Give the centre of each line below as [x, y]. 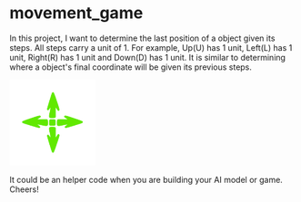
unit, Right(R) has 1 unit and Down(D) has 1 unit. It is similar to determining [148, 57]
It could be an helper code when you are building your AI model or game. [146, 180]
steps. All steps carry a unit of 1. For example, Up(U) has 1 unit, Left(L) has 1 [151, 47]
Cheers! [24, 189]
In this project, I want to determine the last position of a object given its [142, 38]
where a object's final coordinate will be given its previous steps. [131, 67]
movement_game [76, 13]
